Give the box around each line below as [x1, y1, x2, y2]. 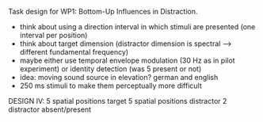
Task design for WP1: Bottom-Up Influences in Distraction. [8, 7, 198, 16]
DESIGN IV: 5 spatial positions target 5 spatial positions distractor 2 [8, 97, 227, 105]
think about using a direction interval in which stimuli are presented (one [19, 22, 256, 31]
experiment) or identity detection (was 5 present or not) [19, 64, 202, 74]
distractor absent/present [8, 105, 92, 114]
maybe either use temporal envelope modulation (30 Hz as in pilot [19, 55, 235, 65]
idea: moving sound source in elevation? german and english [19, 73, 219, 82]
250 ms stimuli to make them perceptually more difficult [19, 81, 202, 90]
